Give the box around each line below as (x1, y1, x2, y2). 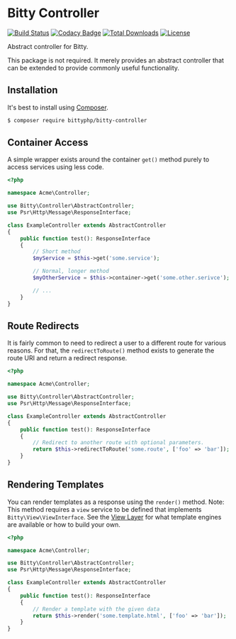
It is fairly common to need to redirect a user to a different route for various (7, 339, 227, 348)
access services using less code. (7, 163, 104, 171)
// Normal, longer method (33, 268, 110, 275)
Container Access (7, 136, 89, 149)
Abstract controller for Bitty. (7, 42, 89, 50)
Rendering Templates (7, 478, 104, 491)
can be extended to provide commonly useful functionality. (7, 63, 179, 72)
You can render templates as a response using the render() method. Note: (7, 498, 225, 506)
